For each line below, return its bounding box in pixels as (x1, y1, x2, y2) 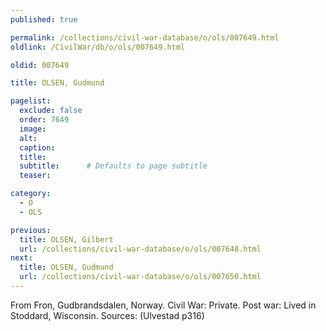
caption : (19, 142, 56, 153)
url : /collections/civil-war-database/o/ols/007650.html (19, 272, 262, 282)
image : (19, 124, 47, 134)
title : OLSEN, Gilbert (19, 234, 114, 245)
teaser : (19, 171, 52, 181)
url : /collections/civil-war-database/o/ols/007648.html (19, 244, 262, 254)
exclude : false (19, 106, 83, 116)
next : (10, 253, 33, 263)
